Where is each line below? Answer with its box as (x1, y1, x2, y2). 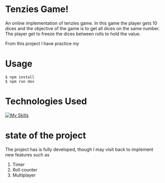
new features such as (5, 151, 50, 157)
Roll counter (12, 166, 37, 172)
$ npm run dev (5, 79, 35, 84)
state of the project (5, 130, 86, 141)
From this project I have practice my (5, 40, 79, 46)
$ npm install (5, 74, 35, 80)
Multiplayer (12, 172, 36, 178)
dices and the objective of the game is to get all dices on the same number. (5, 25, 160, 31)
